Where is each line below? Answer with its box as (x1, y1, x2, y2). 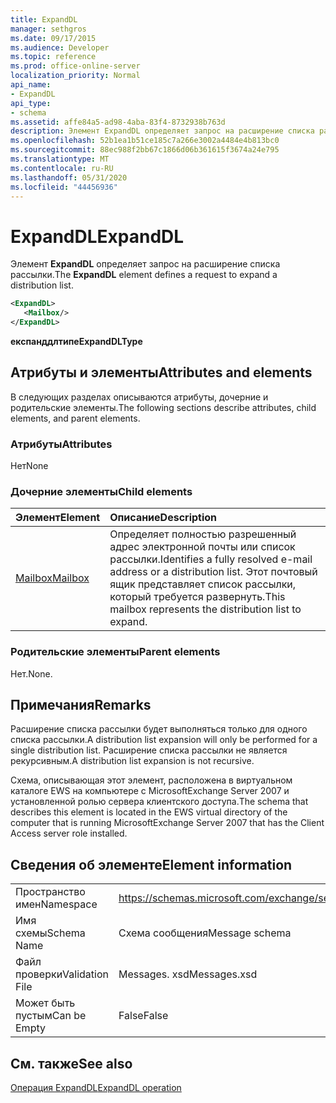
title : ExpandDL (10, 14, 78, 25)
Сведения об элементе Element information (10, 856, 293, 873)
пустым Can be (15, 1009, 87, 1023)
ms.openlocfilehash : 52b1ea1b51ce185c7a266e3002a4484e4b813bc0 (10, 136, 280, 146)
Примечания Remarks (10, 697, 152, 714)
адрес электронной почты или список (109, 540, 296, 554)
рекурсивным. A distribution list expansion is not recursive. (10, 755, 255, 767)
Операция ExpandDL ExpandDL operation (10, 1082, 182, 1094)
